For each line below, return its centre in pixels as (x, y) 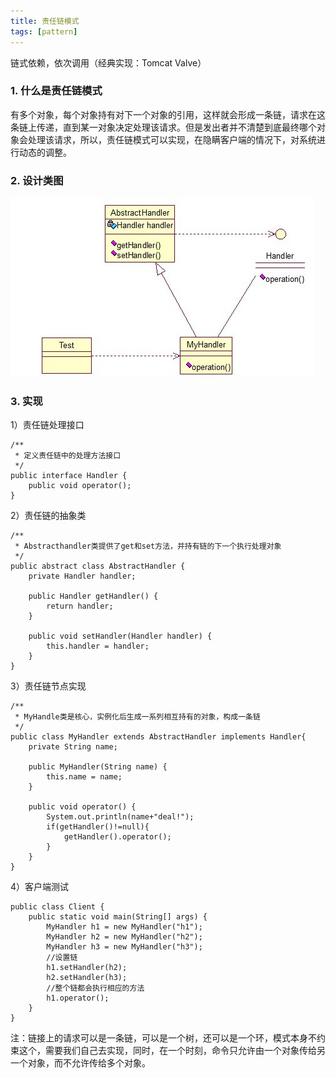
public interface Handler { (69, 476)
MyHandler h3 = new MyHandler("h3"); (124, 947)
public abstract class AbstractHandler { (98, 566)
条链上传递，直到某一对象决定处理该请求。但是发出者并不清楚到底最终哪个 (163, 127)
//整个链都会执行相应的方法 (95, 988)
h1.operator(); (78, 998)
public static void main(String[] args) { (118, 917)
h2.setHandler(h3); (87, 978)
